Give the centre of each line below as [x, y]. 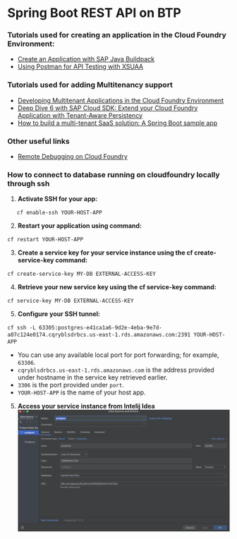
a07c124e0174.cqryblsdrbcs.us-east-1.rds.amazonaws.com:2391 [99, 335]
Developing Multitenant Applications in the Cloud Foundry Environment [121, 100]
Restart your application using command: [80, 226]
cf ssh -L [22, 328]
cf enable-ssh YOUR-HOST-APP [59, 213]
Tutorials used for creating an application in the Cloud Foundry [117, 35]
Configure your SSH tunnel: [59, 314]
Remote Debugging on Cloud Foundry [73, 157]
